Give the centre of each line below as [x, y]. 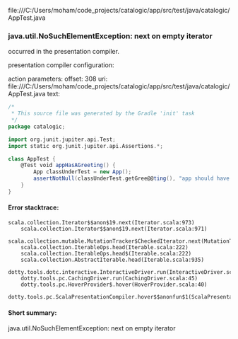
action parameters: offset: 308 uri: [58, 79]
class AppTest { [32, 159]
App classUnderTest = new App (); [83, 172]
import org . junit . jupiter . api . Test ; [62, 139]
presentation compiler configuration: [61, 65]
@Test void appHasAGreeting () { [68, 166]
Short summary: [32, 312]
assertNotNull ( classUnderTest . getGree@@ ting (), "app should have [132, 179]
